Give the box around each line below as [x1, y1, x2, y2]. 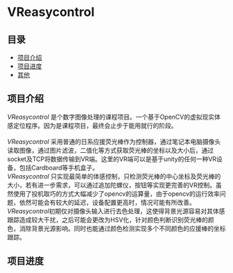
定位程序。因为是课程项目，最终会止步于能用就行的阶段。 [12, 121, 178, 129]
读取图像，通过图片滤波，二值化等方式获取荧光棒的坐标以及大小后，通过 [7, 146, 214, 154]
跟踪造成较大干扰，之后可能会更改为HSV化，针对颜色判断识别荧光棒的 [7, 215, 209, 224]
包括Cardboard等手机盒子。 [19, 163, 99, 172]
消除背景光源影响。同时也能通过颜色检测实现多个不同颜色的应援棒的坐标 [19, 224, 226, 233]
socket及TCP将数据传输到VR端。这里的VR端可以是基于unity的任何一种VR [7, 154, 217, 163]
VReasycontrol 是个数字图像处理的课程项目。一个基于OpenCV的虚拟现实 [7, 113, 215, 121]
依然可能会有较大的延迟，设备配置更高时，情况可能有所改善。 [19, 198, 196, 206]
